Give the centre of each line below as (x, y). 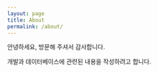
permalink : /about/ (35, 26)
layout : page (26, 13)
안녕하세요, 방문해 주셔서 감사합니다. (56, 47)
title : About (26, 20)
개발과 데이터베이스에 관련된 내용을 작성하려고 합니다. (79, 62)
